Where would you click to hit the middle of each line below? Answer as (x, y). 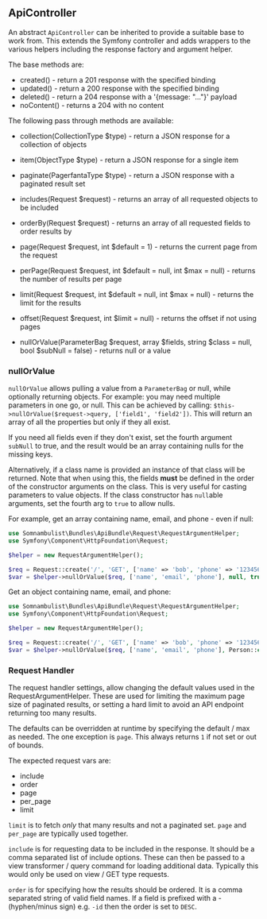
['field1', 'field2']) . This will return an (184, 414)
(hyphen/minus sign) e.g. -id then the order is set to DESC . (103, 907)
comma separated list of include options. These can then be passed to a (126, 858)
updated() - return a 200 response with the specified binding (120, 88)
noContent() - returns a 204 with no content (92, 105)
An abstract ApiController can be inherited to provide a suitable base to (126, 32)
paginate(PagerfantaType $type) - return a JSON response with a (127, 175)
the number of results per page (71, 279)
